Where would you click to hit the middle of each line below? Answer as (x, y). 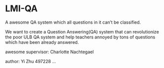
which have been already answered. (42, 42)
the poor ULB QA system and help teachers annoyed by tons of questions (80, 37)
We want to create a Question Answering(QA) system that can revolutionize (82, 32)
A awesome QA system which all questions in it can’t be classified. (73, 22)
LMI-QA (22, 9)
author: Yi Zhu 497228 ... (30, 61)
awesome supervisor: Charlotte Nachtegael (50, 52)
